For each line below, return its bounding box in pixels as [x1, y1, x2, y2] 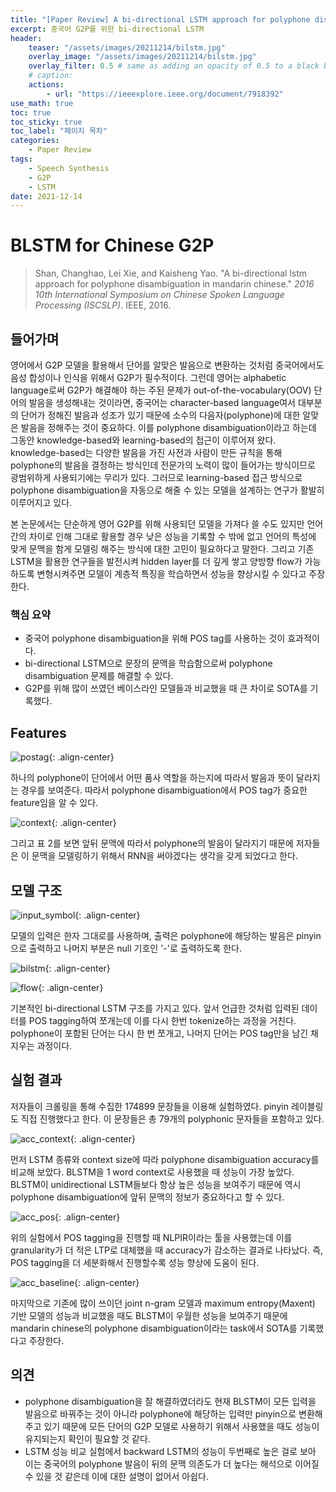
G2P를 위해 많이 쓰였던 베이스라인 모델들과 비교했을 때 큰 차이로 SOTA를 [24, 682, 308, 695]
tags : [10, 154, 33, 164]
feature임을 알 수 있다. [10, 797, 99, 809]
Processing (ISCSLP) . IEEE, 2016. [34, 299, 172, 311]
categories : [10, 136, 60, 146]
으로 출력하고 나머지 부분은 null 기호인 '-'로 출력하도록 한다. [10, 942, 242, 954]
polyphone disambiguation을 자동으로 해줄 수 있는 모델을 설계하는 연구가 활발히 [10, 484, 325, 496]
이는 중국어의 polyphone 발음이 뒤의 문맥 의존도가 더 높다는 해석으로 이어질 [24, 1457, 320, 1470]
